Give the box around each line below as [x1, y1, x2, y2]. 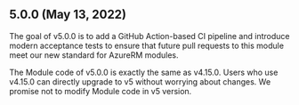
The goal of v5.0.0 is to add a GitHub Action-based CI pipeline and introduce [9, 30, 290, 41]
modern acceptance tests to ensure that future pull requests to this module [9, 40, 285, 51]
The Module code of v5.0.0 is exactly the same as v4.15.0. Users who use [9, 67, 279, 77]
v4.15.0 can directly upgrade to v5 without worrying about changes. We [9, 76, 271, 87]
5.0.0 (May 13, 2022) [9, 7, 127, 22]
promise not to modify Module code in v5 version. [9, 85, 192, 96]
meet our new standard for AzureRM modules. [9, 49, 180, 61]
